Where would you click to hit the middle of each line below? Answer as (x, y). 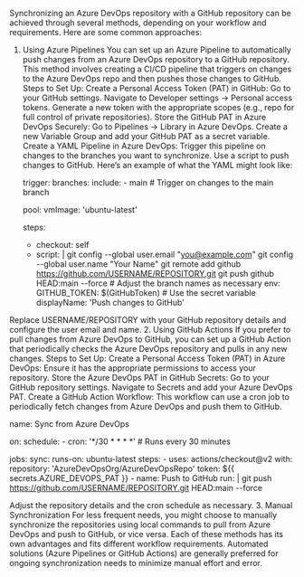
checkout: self (62, 245)
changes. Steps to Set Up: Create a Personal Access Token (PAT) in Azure (147, 358)
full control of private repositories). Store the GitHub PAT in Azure (144, 117)
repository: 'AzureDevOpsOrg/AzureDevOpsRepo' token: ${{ (122, 468)
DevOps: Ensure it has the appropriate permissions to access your (133, 368)
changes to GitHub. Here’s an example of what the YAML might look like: (157, 165)
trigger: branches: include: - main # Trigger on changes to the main (148, 183)
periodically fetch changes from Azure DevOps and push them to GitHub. (146, 407)
